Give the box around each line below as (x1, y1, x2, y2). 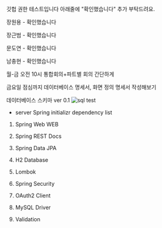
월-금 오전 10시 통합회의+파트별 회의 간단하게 (6, 70, 114, 78)
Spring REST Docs (15, 132, 62, 140)
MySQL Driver (15, 204, 51, 211)
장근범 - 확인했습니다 (6, 31, 57, 39)
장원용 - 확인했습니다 (6, 18, 57, 26)
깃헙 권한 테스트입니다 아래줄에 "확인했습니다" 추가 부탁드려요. (6, 6, 155, 12)
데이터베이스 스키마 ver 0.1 (6, 97, 70, 104)
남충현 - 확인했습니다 (6, 58, 57, 64)
